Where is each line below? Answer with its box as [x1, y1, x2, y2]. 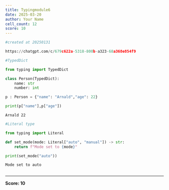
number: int [14, 85, 39, 90]
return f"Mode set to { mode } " [14, 144, 78, 149]
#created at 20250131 [5, 40, 51, 45]
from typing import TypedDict [5, 67, 69, 72]
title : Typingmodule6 [5, 7, 51, 13]
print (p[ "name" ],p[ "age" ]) [5, 104, 62, 109]
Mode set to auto [5, 162, 42, 167]
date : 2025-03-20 [5, 12, 42, 17]
